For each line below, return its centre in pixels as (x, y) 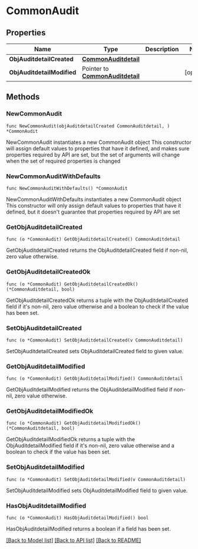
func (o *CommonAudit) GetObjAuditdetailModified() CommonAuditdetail (95, 379)
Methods (23, 97)
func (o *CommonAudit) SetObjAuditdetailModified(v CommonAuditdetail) (96, 479)
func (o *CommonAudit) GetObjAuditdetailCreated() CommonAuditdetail (93, 239)
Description (162, 49)
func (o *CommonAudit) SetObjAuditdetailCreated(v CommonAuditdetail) (95, 340)
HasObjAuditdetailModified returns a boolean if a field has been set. (88, 529)
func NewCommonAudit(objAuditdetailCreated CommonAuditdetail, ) (88, 126)
